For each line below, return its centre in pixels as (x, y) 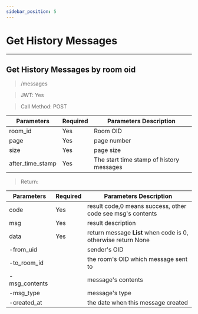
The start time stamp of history (137, 160)
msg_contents (29, 283)
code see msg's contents (122, 214)
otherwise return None (119, 240)
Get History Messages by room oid (71, 69)
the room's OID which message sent (137, 259)
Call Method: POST (44, 107)
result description (112, 223)
